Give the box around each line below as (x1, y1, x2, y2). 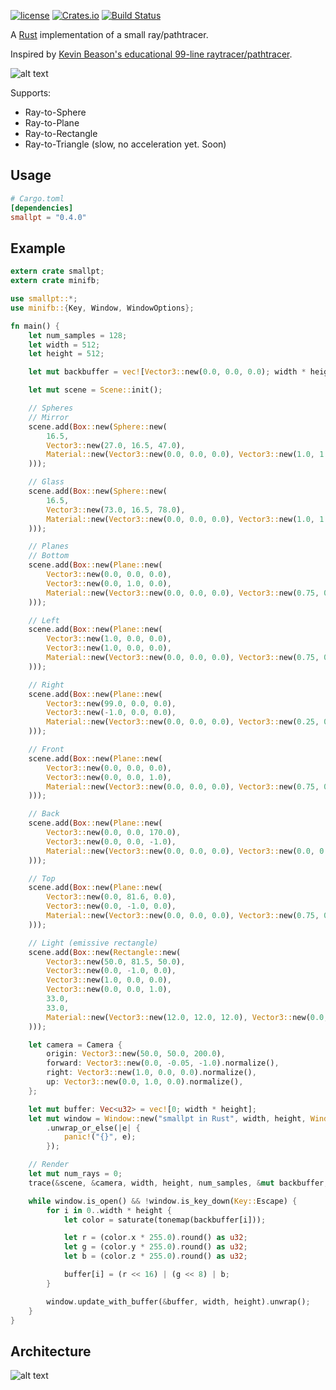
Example (10, 240, 66, 257)
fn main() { (10, 321, 60, 331)
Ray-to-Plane (24, 117, 80, 129)
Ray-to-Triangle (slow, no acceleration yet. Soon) (24, 138, 227, 150)
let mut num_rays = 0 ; (28, 1169, 123, 1179)
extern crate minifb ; (10, 276, 101, 286)
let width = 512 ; (28, 340, 101, 350)
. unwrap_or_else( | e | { (46, 1123, 141, 1133)
